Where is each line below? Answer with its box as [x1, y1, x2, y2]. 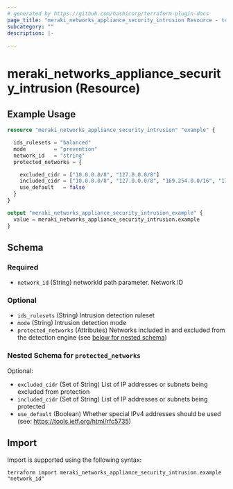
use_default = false [19, 184, 85, 191]
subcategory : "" [7, 23, 54, 30]
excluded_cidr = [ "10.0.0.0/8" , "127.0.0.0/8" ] [19, 171, 159, 178]
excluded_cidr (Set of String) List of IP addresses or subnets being [17, 380, 208, 388]
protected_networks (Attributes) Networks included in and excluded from [17, 326, 225, 334]
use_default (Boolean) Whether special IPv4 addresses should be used [17, 409, 221, 417]
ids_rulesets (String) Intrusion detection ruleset [17, 311, 155, 320]
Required [7, 262, 39, 272]
